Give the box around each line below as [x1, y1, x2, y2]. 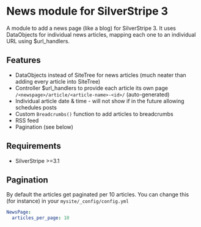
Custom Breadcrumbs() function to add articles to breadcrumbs [15, 110, 174, 117]
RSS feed [15, 117, 39, 124]
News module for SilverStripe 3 [6, 4, 169, 18]
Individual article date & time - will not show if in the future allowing [15, 97, 185, 104]
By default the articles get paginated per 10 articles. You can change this [6, 191, 189, 198]
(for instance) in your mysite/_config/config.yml [6, 197, 130, 205]
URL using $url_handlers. [6, 37, 70, 45]
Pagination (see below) [15, 123, 73, 131]
